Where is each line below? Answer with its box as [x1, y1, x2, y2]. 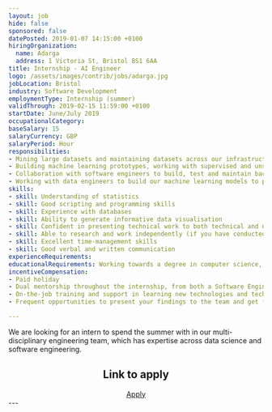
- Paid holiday [8, 275, 60, 283]
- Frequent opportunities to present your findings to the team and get [8, 298, 259, 306]
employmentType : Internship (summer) [8, 95, 136, 103]
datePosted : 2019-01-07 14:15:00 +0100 [8, 34, 143, 43]
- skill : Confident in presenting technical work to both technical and [8, 223, 259, 231]
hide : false [8, 19, 49, 28]
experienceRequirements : [8, 253, 92, 261]
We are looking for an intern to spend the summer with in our [8, 327, 212, 337]
